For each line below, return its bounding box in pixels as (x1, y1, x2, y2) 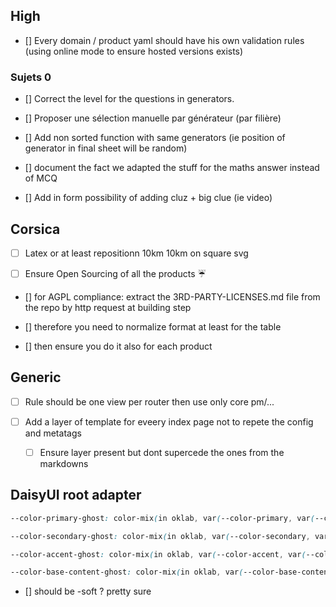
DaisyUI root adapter (10, 487, 142, 504)
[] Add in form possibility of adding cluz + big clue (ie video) (24, 192, 273, 204)
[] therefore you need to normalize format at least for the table (24, 320, 282, 333)
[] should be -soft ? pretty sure (24, 585, 152, 598)
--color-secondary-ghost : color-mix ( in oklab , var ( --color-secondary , (10, 531, 311, 541)
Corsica (10, 220, 61, 238)
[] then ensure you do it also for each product (24, 340, 213, 352)
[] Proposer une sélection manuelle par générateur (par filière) (24, 112, 282, 124)
